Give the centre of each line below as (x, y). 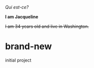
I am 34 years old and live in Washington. (47, 26)
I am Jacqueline (22, 17)
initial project (18, 60)
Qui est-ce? (17, 7)
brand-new (28, 46)
